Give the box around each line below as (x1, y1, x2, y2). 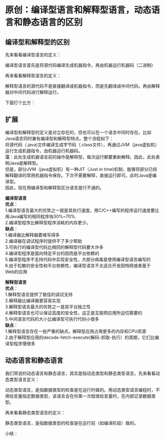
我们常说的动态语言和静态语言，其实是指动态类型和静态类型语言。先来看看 (5, 370, 156, 376)
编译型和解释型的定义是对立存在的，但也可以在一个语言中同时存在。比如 (5, 129, 151, 135)
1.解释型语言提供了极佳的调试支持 (5, 291, 73, 297)
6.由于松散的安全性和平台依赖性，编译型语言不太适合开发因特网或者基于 (5, 262, 151, 268)
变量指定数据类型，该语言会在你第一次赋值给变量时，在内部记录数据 (13, 393, 151, 399)
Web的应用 (5, 269, 27, 275)
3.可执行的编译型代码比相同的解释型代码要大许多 (5, 244, 104, 250)
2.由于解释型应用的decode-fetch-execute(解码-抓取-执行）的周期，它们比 (5, 334, 155, 340)
